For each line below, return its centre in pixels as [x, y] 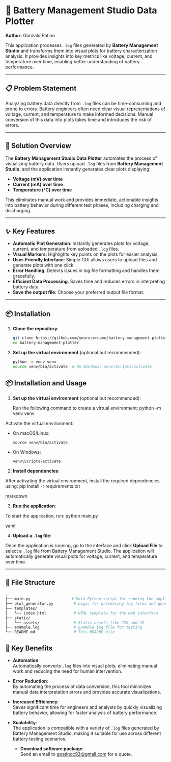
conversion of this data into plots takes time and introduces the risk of [79, 119]
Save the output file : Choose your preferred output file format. [78, 292]
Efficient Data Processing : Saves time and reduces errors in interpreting [89, 281]
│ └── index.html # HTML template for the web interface [82, 613]
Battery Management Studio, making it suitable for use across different [87, 733]
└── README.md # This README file [60, 632]
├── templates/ [21, 608]
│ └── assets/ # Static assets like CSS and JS [75, 623]
